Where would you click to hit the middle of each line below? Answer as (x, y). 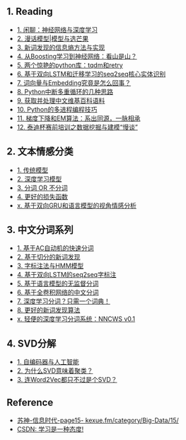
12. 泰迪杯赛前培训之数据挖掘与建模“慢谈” (77, 127)
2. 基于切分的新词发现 (48, 257)
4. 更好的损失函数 (42, 196)
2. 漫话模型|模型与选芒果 (53, 38)
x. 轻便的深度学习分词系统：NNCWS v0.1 (76, 319)
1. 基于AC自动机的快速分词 (55, 248)
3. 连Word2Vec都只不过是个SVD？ (67, 380)
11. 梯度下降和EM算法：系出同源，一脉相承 (79, 118)
